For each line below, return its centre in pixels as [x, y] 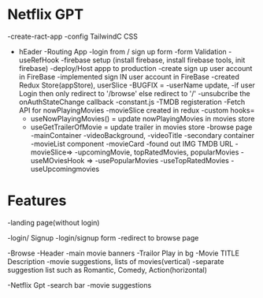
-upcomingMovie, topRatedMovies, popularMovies [157, 152]
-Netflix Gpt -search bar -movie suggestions [80, 285]
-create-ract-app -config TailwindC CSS [73, 36]
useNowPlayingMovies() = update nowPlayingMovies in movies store [143, 118]
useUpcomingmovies [65, 169]
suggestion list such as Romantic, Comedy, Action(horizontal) [107, 270]
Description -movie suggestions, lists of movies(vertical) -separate [116, 261]
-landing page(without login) [54, 222]
